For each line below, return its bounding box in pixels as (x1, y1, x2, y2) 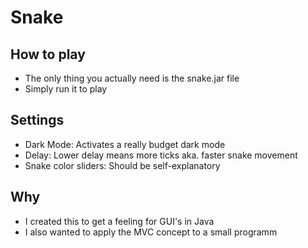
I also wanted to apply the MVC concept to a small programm (24, 226, 278, 238)
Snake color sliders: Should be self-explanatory (24, 159, 221, 171)
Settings (10, 112, 65, 129)
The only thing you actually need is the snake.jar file (24, 72, 240, 84)
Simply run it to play (24, 83, 108, 95)
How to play (10, 46, 86, 63)
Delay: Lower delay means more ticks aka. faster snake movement (24, 149, 298, 161)
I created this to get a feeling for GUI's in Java (24, 215, 215, 227)
